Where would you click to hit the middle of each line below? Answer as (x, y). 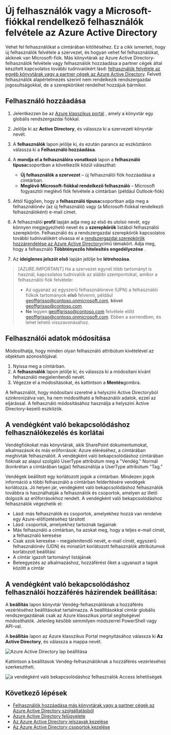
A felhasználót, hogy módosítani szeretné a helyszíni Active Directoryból (82, 392)
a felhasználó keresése (37, 535)
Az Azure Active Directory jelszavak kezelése (60, 721)
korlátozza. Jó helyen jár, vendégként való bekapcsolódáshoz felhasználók (84, 488)
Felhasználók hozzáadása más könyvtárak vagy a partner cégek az (83, 705)
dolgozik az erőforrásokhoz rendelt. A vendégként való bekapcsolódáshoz (84, 499)
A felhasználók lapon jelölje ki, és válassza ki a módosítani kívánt (82, 372)
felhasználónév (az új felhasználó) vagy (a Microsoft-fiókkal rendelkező (88, 206)
